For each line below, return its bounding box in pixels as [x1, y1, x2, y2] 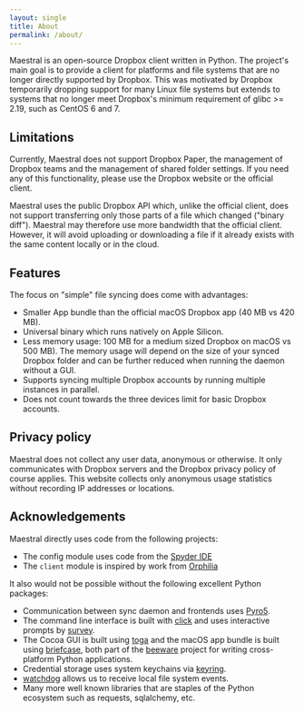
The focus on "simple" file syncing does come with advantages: [9, 290, 249, 300]
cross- [249, 644, 274, 655]
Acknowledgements [9, 509, 126, 525]
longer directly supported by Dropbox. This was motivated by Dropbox [9, 74, 273, 85]
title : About [9, 22, 59, 31]
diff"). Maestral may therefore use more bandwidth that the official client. [9, 220, 283, 231]
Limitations [9, 129, 74, 145]
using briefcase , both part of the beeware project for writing [22, 644, 248, 655]
